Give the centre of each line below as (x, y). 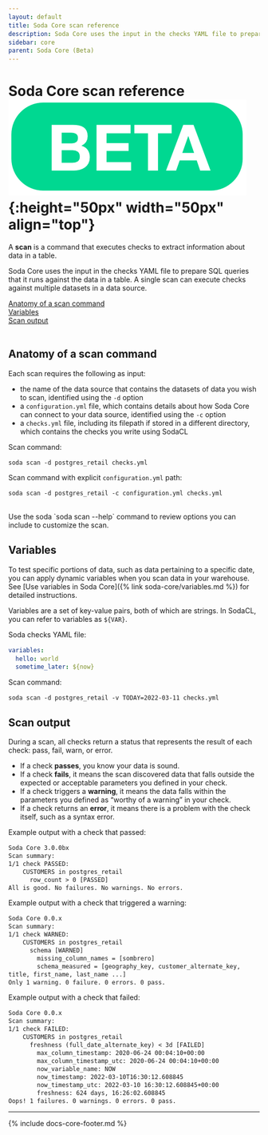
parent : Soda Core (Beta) (51, 51)
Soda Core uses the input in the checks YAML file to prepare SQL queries (129, 271)
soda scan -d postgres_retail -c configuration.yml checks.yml (116, 493)
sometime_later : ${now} (55, 667)
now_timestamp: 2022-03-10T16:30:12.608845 (110, 1077)
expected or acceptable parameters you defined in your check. (123, 783)
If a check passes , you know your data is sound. (100, 766)
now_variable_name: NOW (76, 1069)
